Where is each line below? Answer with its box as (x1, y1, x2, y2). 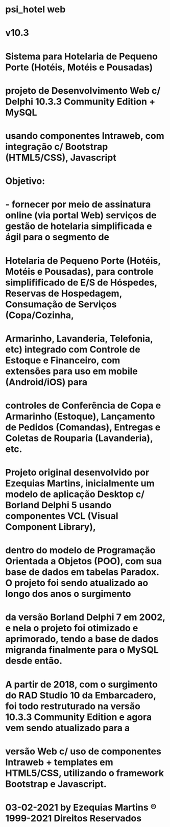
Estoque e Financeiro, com (5, 355, 120, 366)
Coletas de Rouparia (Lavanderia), (5, 432, 153, 444)
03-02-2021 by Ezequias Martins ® (5, 802, 157, 813)
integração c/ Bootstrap (5, 141, 108, 152)
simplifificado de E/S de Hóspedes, (5, 277, 157, 288)
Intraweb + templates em (5, 756, 113, 768)
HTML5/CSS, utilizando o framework (5, 767, 164, 779)
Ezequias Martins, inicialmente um (5, 478, 155, 489)
